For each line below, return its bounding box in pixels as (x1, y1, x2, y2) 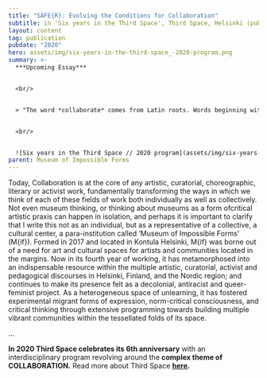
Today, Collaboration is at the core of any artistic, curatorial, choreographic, (8, 178, 256, 188)
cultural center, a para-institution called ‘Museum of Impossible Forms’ (8, 228, 240, 239)
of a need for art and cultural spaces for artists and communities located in (8, 246, 253, 255)
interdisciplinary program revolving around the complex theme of (8, 353, 223, 362)
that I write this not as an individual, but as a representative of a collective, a (8, 220, 257, 230)
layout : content (8, 26, 62, 34)
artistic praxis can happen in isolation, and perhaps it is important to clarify (8, 212, 253, 221)
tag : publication (8, 33, 66, 42)
